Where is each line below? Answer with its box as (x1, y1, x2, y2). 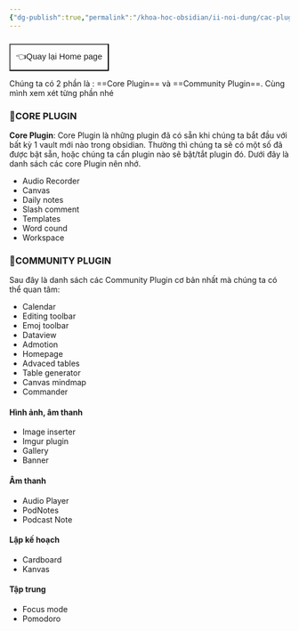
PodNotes (21, 505, 60, 515)
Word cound (21, 222, 69, 233)
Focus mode (21, 604, 69, 615)
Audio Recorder (21, 175, 80, 186)
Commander (21, 386, 69, 397)
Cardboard (21, 554, 62, 565)
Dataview (21, 330, 57, 341)
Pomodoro (21, 613, 61, 624)
